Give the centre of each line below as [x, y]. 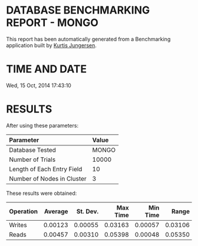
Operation [24, 211]
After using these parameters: [42, 125]
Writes [18, 225]
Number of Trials [32, 159]
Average [56, 211]
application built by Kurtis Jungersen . [52, 45]
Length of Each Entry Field [46, 169]
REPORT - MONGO [52, 23]
